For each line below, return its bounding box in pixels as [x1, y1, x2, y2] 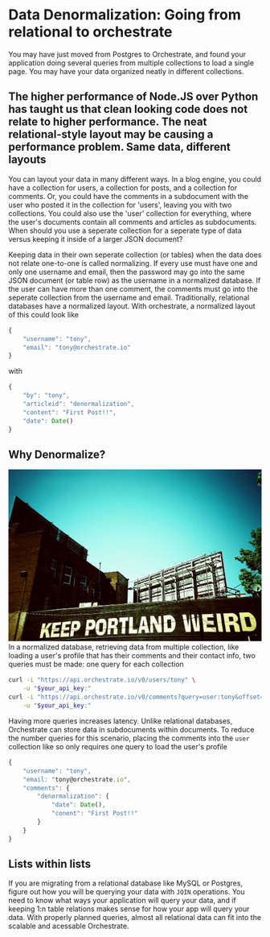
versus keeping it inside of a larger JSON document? [8, 234, 183, 243]
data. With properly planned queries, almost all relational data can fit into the [8, 913, 262, 922]
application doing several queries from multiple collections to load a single [8, 58, 255, 68]
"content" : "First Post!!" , [22, 408, 117, 417]
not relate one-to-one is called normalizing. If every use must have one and [8, 258, 258, 267]
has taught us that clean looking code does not [8, 102, 248, 116]
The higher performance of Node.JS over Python [8, 90, 259, 104]
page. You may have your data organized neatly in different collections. [8, 66, 244, 76]
